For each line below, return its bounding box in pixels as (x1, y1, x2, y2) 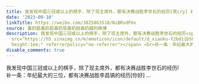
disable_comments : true (6, 47, 65, 53)
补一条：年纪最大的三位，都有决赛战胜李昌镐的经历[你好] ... (6, 72, 151, 79)
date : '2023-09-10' (6, 14, 54, 20)
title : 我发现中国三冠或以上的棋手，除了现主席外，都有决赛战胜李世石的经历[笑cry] (6, 8, 188, 15)
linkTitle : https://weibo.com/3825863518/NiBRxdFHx (6, 20, 136, 25)
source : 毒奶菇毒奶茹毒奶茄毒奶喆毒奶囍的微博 (6, 25, 107, 31)
